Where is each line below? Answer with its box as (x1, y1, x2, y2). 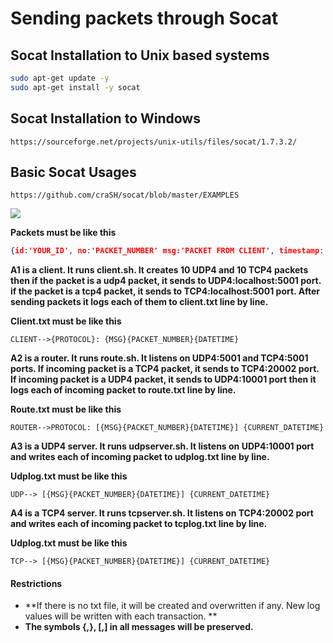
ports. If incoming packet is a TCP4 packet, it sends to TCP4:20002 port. (10, 363, 320, 375)
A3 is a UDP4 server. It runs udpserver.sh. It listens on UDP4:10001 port (10, 440, 315, 452)
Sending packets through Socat (10, 7, 279, 30)
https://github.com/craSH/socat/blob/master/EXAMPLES (10, 190, 240, 201)
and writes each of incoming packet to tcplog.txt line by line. (10, 518, 268, 530)
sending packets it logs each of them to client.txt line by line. (10, 296, 269, 308)
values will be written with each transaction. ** (24, 610, 218, 622)
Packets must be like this (10, 227, 117, 239)
